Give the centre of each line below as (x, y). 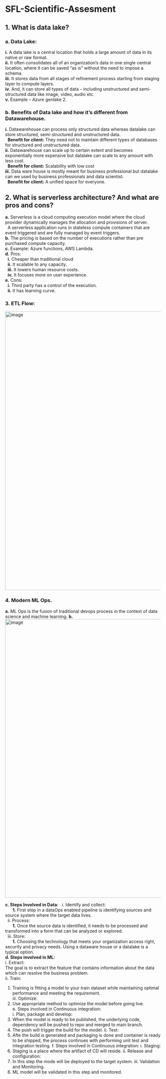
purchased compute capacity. (36, 243)
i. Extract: (15, 962)
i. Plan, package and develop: (42, 1014)
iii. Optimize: (25, 998)
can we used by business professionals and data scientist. (64, 177)
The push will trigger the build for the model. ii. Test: (65, 1030)
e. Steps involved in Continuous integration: (57, 1009)
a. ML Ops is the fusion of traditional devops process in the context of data (82, 611)
